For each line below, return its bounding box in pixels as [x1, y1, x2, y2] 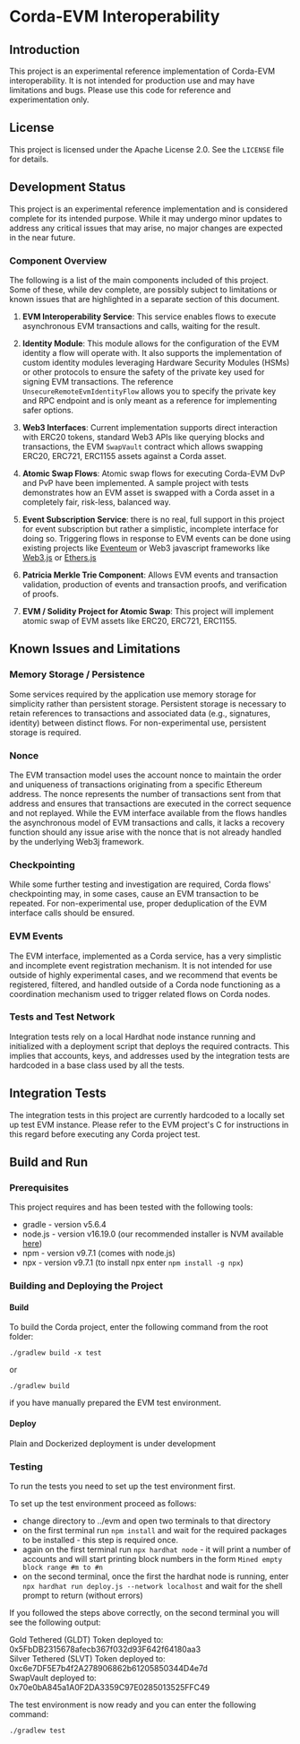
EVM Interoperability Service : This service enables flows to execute [21, 311, 277, 322]
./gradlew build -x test [9, 1349, 102, 1358]
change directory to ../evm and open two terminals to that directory [21, 1515, 271, 1526]
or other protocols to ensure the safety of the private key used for [21, 366, 265, 377]
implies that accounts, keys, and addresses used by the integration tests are [9, 1050, 290, 1061]
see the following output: [9, 1617, 101, 1627]
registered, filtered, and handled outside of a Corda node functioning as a [9, 979, 280, 990]
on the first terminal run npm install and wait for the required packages [21, 1524, 287, 1535]
